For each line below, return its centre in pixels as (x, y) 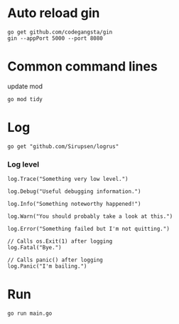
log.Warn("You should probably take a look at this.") (90, 216)
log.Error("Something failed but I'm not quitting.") (89, 229)
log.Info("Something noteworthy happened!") (74, 204)
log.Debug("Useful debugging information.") (74, 192)
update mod (25, 86)
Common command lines (82, 67)
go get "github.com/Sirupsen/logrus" (63, 146)
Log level (23, 164)
